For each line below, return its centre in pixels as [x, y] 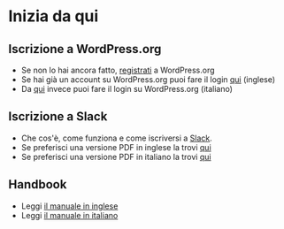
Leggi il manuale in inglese [69, 206]
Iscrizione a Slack [58, 117]
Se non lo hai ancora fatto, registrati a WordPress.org [118, 70]
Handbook [38, 184]
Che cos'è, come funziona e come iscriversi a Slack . [117, 138]
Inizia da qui [54, 16]
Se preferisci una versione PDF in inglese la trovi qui [116, 147]
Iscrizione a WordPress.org [85, 49]
